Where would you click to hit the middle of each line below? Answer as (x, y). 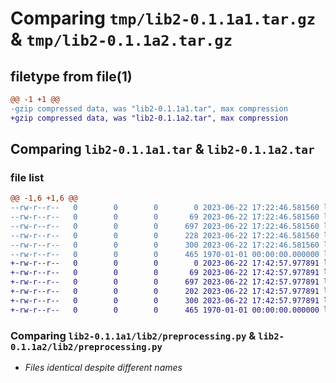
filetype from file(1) (71, 76)
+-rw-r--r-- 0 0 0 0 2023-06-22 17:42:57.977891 (165, 263)
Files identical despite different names (103, 367)
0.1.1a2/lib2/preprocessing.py (86, 346)
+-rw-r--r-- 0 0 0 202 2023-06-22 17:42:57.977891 (165, 292)
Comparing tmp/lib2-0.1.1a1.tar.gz (163, 18)
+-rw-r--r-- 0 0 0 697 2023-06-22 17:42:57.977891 (165, 282)
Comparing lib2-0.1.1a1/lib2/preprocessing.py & (133, 335)
